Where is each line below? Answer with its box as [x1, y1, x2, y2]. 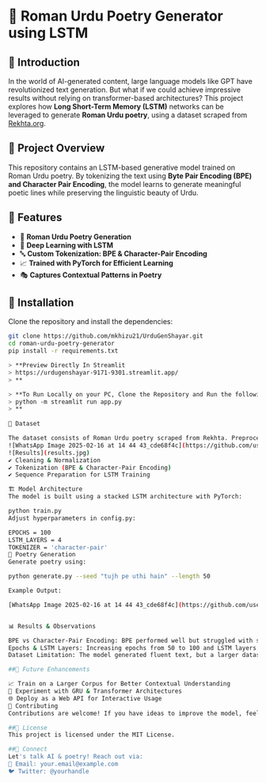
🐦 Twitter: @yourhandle [8, 767, 89, 775]
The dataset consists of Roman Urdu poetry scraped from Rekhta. [8, 434, 228, 442]
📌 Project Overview [8, 142, 105, 155]
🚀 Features [8, 211, 63, 224]
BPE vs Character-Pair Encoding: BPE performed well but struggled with [8, 636, 253, 644]
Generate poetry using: [8, 558, 87, 566]
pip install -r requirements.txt [8, 347, 119, 355]
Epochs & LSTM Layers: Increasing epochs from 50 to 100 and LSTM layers [8, 644, 257, 652]
